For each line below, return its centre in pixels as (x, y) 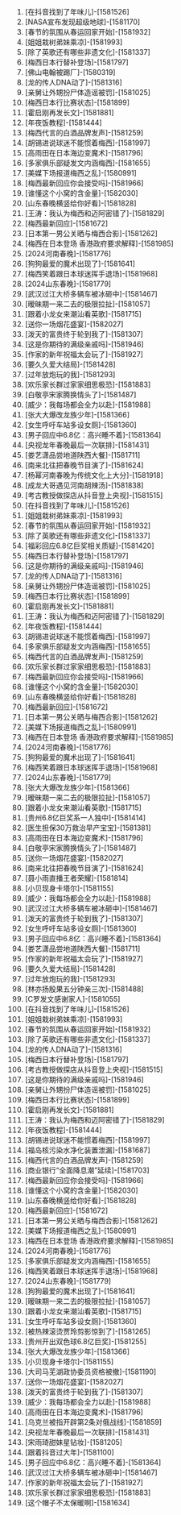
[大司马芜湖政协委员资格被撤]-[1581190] (90, 1372)
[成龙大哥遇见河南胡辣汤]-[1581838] (84, 485)
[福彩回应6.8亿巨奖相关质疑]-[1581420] (90, 546)
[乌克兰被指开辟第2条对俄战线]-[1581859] (93, 1422)
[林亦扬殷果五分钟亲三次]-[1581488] (84, 989)
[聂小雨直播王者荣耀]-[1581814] (76, 878)
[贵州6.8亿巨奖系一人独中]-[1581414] (85, 818)
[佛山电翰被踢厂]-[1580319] (70, 72)
